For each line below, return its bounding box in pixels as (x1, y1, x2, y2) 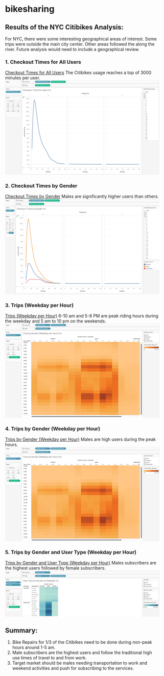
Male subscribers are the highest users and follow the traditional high (12, 650, 152, 655)
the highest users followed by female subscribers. (5, 565, 106, 571)
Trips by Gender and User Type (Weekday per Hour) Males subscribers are (5, 560, 157, 566)
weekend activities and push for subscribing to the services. (12, 665, 134, 671)
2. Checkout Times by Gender (5, 182, 77, 189)
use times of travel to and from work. (12, 655, 87, 661)
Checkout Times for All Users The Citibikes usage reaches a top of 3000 (5, 70, 152, 75)
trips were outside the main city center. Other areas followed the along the (5, 41, 155, 47)
